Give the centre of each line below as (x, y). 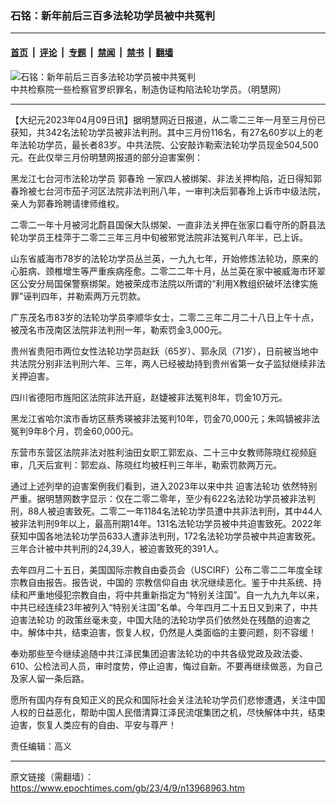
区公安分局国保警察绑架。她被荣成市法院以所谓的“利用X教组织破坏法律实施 (164, 283)
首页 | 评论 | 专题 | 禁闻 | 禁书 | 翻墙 (92, 52)
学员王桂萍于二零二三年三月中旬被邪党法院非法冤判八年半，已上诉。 (167, 237)
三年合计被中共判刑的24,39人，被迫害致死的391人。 (117, 548)
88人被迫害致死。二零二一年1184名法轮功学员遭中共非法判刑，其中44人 (175, 511)
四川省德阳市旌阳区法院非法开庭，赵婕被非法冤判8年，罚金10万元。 (149, 397)
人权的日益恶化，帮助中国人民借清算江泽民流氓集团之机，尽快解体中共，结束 (168, 712)
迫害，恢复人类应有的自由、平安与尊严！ (93, 724)
